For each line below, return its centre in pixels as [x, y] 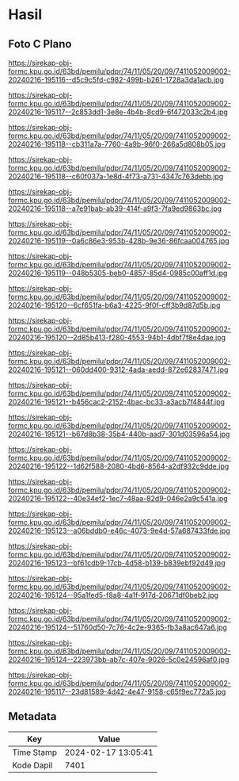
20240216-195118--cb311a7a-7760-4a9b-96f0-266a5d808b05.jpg [117, 144]
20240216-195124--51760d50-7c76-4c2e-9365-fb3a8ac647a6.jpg [118, 627]
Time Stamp [35, 752]
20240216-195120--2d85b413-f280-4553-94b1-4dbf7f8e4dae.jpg [117, 337]
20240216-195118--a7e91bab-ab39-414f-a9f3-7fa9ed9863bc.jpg [115, 209]
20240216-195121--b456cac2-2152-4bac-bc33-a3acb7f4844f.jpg [117, 402]
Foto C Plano [40, 44]
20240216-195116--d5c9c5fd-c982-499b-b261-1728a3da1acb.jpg [116, 80]
